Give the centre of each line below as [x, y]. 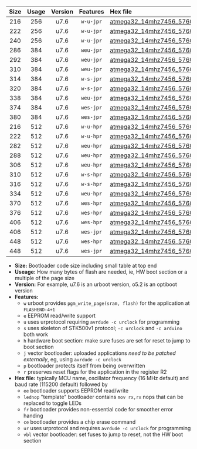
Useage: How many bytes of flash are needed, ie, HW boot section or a [101, 272]
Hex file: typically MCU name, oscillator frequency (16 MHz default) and [102, 378]
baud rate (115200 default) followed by [61, 384]
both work [36, 334]
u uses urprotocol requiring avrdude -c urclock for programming [101, 322]
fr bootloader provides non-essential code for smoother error [98, 409]
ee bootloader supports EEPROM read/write [76, 390]
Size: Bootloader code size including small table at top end [86, 265]
